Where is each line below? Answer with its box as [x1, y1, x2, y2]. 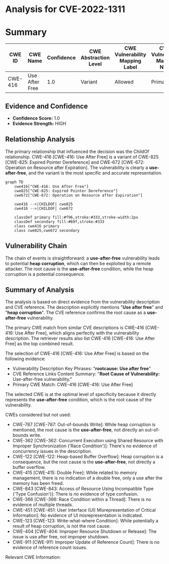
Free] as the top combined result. [5, 341, 74, 347]
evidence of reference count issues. [12, 544, 88, 550]
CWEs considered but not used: [5, 412, 71, 418]
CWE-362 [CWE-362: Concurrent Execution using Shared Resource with [12, 438, 163, 444]
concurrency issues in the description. [12, 448, 92, 454]
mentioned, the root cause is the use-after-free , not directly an [12, 427, 144, 433]
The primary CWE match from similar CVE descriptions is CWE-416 [5, 325, 144, 331]
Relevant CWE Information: [5, 554, 61, 560]
